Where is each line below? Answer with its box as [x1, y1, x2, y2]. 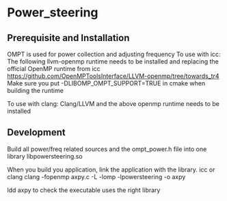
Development [7, 126, 66, 138]
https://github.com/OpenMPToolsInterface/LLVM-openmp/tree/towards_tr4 [7, 72, 219, 80]
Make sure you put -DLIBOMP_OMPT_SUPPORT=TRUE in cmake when [7, 79, 206, 87]
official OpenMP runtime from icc [7, 65, 101, 72]
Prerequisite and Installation [7, 32, 130, 44]
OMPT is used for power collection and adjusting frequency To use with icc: [7, 50, 221, 58]
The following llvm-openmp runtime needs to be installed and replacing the [7, 57, 219, 66]
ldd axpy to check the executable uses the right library [7, 186, 161, 194]
